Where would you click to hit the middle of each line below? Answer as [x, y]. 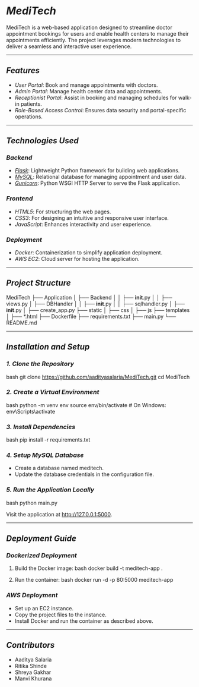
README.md [22, 323]
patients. [31, 104]
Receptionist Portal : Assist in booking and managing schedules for [96, 97]
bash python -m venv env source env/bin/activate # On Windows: [86, 405]
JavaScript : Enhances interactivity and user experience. [83, 224]
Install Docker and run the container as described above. [84, 621]
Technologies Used [42, 141]
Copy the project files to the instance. [60, 614]
